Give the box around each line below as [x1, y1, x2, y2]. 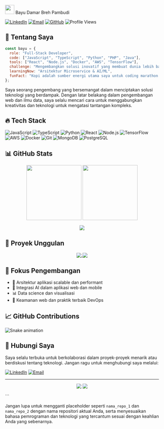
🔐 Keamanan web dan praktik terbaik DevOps [12, 297, 104, 303]
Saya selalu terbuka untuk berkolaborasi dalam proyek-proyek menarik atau [5, 355, 157, 361]
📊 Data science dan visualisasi [12, 290, 75, 296]
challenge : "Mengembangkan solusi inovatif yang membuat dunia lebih [9, 64, 154, 69]
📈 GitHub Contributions [5, 312, 80, 320]
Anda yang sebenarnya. [5, 418, 53, 424]
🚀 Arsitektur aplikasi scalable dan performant [12, 279, 103, 286]
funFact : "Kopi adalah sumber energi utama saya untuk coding [9, 73, 139, 78]
